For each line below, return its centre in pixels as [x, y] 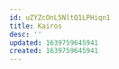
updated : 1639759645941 [54, 43]
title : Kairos [36, 26]
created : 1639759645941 [54, 51]
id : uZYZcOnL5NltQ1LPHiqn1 [60, 17]
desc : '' [26, 34]
